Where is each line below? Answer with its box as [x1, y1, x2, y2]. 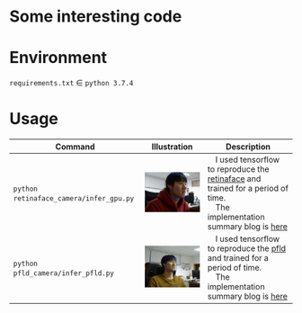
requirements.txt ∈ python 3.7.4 [9, 77, 134, 88]
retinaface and [207, 173, 262, 183]
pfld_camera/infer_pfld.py [13, 268, 114, 278]
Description [226, 141, 271, 152]
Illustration [151, 141, 193, 152]
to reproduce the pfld [207, 243, 286, 254]
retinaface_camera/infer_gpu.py [13, 193, 135, 203]
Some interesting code [9, 6, 182, 27]
